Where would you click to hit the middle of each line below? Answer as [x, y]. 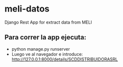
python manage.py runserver [41, 49]
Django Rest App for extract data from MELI [48, 22]
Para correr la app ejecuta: [45, 37]
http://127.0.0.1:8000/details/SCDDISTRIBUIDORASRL [65, 59]
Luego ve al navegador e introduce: [47, 54]
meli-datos [27, 9]
